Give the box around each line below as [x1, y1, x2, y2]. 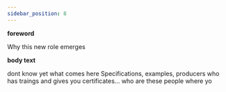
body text [7, 56, 36, 64]
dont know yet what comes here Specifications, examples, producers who [7, 69, 220, 77]
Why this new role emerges [7, 42, 86, 50]
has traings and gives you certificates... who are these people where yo [7, 77, 212, 85]
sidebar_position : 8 [7, 10, 67, 17]
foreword [7, 29, 35, 37]
